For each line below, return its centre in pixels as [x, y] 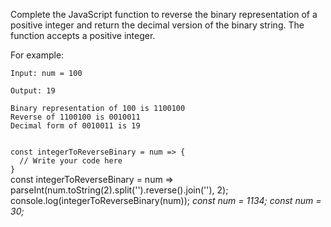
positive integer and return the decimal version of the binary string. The [157, 25]
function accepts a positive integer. [83, 35]
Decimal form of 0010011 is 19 [75, 126]
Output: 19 [33, 91]
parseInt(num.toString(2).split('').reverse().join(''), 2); [119, 190]
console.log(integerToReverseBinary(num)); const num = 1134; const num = [166, 200]
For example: [37, 55]
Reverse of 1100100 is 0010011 [75, 117]
